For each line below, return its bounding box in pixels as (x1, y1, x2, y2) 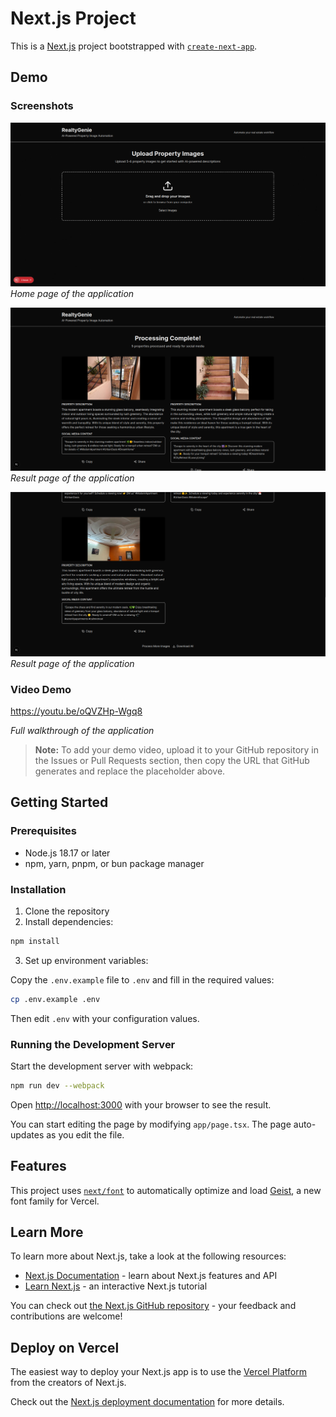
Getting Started (10, 794, 109, 811)
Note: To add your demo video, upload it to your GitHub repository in (34, 743, 320, 756)
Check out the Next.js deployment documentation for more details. (10, 1396, 285, 1408)
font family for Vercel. (10, 1195, 100, 1207)
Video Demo (10, 682, 72, 696)
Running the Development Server (10, 1037, 176, 1051)
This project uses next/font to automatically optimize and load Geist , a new (10, 1184, 322, 1196)
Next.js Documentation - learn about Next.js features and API (24, 1270, 278, 1282)
